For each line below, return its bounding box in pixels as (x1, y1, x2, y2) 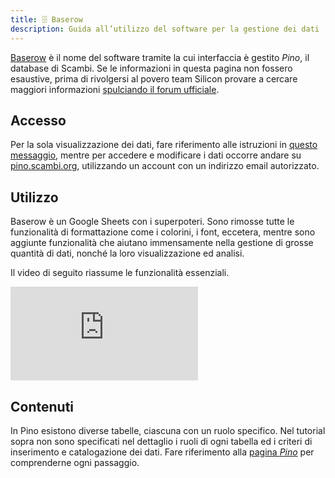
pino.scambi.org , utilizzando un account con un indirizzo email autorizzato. (10, 160, 320, 172)
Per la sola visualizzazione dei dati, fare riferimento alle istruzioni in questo (10, 139, 318, 151)
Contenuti (10, 398, 75, 415)
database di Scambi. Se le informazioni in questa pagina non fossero (10, 62, 293, 74)
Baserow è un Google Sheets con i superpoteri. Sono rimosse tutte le (10, 216, 295, 228)
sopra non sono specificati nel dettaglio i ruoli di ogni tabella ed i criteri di (10, 435, 313, 447)
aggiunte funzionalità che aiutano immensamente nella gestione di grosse (10, 237, 314, 249)
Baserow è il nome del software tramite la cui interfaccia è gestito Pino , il (10, 51, 310, 63)
